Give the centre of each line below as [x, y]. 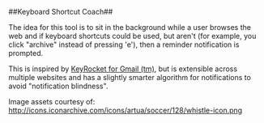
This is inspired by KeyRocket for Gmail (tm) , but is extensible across [123, 69]
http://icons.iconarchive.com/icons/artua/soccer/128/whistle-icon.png [126, 110]
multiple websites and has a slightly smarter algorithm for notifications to [130, 77]
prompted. [26, 53]
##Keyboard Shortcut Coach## [61, 12]
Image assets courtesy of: [52, 102]
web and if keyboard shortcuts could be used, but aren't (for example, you [132, 36]
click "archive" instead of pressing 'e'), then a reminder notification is [124, 45]
